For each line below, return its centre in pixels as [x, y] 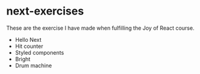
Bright [23, 59]
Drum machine [33, 66]
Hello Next [28, 39]
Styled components [39, 52]
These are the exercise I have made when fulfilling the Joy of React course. [101, 28]
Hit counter [29, 46]
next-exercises [45, 11]
